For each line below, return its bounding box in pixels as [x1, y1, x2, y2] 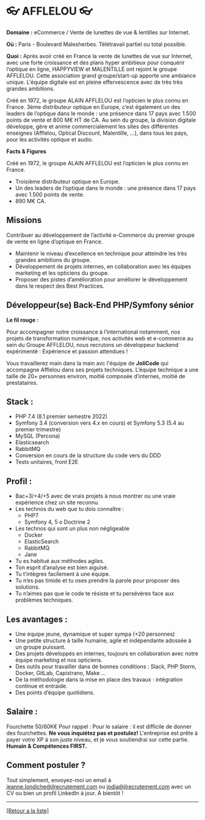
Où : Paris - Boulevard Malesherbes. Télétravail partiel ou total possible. [6, 40, 187, 48]
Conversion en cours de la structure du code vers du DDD [15, 452, 162, 459]
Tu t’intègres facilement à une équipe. [15, 570, 111, 578]
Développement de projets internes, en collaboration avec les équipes [15, 263, 192, 270]
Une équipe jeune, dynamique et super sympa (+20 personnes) [15, 630, 175, 638]
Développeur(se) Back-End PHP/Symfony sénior [6, 300, 194, 310]
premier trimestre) [15, 426, 61, 433]
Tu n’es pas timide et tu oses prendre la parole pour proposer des [15, 577, 180, 584]
